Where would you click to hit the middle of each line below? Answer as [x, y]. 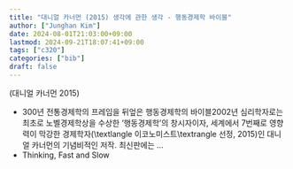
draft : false [33, 67]
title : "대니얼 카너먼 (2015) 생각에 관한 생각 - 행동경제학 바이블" [120, 17]
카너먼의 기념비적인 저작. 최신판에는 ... [97, 145]
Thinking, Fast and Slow [66, 155]
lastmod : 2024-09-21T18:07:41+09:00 [77, 42]
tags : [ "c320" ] [37, 50]
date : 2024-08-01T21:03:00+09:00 [71, 34]
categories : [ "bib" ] [47, 58]
